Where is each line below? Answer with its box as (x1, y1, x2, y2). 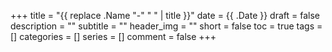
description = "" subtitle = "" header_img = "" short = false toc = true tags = (10, 20, 323, 32)
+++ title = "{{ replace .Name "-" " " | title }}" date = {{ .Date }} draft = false (10, 10, 321, 21)
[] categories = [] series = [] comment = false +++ (10, 31, 217, 42)
